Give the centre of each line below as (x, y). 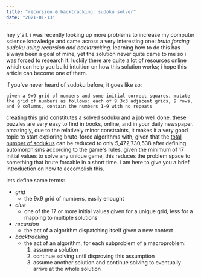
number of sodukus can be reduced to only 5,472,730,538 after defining (96, 143)
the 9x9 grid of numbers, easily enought (74, 198)
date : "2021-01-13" (31, 17)
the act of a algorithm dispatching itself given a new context (98, 230)
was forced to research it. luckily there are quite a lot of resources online (97, 60)
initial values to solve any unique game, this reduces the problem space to (98, 156)
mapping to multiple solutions (61, 217)
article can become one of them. (47, 73)
